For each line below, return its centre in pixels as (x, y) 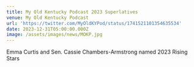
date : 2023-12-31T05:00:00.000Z (47, 29)
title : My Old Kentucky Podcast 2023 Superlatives (72, 12)
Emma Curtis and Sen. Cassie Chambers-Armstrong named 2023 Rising (97, 52)
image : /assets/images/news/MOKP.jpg (54, 35)
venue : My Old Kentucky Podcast (47, 18)
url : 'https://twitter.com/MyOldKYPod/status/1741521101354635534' (94, 23)
